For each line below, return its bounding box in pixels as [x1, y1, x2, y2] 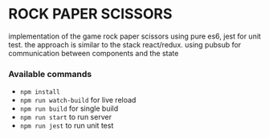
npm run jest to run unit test [19, 121, 114, 131]
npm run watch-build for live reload [19, 95, 137, 105]
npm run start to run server [19, 112, 112, 122]
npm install [19, 88, 60, 96]
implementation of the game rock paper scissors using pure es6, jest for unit [8, 31, 261, 41]
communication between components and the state [8, 48, 179, 58]
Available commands [8, 68, 92, 79]
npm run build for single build [19, 103, 119, 113]
